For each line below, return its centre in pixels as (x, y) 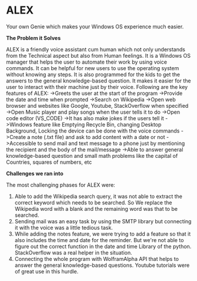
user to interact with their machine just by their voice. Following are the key (97, 87)
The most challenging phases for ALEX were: (61, 185)
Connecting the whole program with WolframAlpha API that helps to (97, 259)
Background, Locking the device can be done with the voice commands (93, 131)
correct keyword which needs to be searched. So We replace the (93, 202)
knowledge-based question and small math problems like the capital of (92, 156)
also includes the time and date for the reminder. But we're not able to (99, 240)
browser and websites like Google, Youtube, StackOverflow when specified (97, 105)
